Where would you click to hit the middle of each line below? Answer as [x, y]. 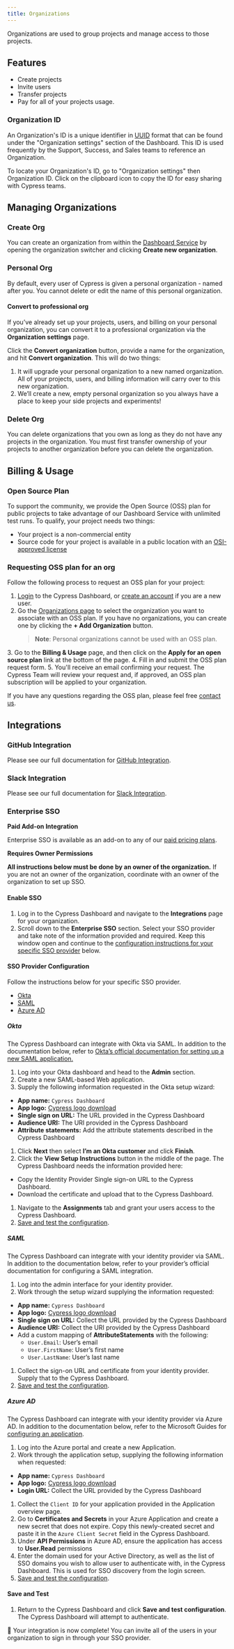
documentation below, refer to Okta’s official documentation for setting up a [116, 1051]
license [57, 549]
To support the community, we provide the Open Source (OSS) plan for [109, 506]
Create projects [40, 79]
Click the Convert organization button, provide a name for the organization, [116, 350]
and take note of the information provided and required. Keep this [111, 936]
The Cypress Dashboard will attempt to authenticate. [93, 1617]
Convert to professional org [48, 307]
